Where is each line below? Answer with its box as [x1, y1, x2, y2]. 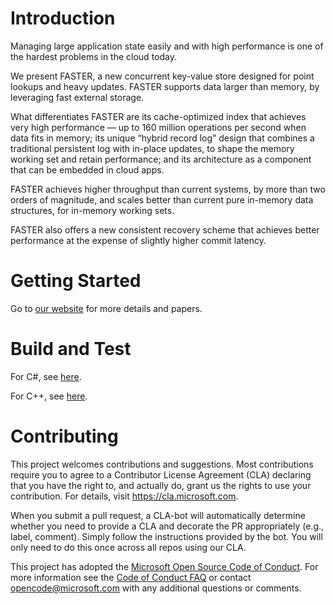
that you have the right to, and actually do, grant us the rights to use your [10, 479, 312, 491]
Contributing [10, 425, 119, 447]
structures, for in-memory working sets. [10, 204, 175, 216]
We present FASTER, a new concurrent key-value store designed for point [10, 70, 315, 82]
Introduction [10, 7, 116, 30]
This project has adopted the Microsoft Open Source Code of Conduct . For [10, 560, 319, 572]
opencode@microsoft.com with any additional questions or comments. [10, 582, 302, 594]
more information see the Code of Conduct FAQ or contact [10, 571, 252, 583]
